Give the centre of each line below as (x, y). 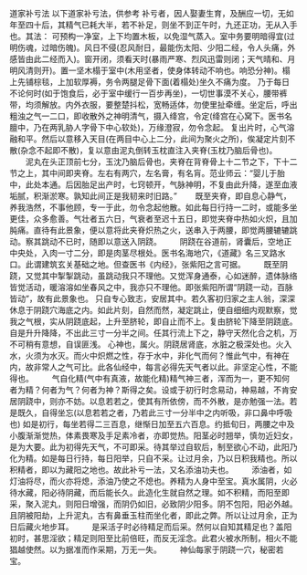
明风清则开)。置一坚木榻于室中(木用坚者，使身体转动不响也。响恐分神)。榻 (150, 70)
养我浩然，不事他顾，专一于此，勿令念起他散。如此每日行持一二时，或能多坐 (153, 207)
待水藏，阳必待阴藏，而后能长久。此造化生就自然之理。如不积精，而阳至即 (149, 492)
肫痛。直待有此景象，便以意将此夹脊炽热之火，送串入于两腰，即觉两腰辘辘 (149, 230)
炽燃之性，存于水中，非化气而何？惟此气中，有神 (189, 355)
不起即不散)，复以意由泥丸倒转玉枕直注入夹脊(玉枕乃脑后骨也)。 (157, 150)
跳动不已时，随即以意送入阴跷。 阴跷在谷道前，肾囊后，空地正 (166, 241)
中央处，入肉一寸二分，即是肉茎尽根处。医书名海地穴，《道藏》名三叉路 (143, 253)
